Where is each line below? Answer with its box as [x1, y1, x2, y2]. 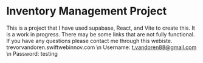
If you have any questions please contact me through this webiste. [6, 37, 173, 44]
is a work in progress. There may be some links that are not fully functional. [6, 30, 195, 38]
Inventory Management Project [6, 4, 167, 18]
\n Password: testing [6, 50, 58, 57]
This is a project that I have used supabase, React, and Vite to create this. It [6, 24, 196, 31]
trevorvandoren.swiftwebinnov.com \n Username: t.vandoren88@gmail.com [6, 44, 197, 51]
